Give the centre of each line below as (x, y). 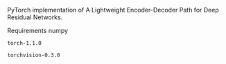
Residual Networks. (35, 17)
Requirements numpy (37, 31)
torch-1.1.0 (24, 43)
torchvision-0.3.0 (34, 55)
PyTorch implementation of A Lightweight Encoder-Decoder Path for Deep (113, 10)
